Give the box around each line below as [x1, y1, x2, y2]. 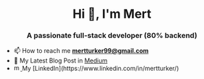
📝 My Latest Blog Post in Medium [13, 56, 108, 65]
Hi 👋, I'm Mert [72, 6, 152, 22]
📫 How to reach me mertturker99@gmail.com [13, 47, 149, 55]
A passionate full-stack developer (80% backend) [26, 31, 198, 41]
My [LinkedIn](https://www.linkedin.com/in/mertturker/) [21, 65, 179, 73]
